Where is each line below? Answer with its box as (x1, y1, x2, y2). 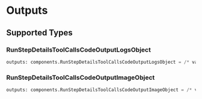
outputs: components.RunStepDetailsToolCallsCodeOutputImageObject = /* (6, 87, 192, 93)
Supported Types (6, 28, 73, 38)
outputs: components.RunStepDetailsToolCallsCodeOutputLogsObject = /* (6, 59, 189, 65)
